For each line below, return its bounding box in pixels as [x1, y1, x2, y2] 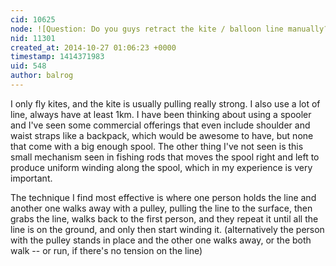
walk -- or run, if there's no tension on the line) [10, 244, 203, 256]
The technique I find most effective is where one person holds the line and [10, 191, 317, 203]
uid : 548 [10, 61, 47, 71]
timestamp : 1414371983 [10, 52, 105, 62]
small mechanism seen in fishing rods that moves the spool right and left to [10, 151, 320, 163]
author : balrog [10, 71, 74, 81]
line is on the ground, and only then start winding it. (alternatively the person [10, 223, 325, 235]
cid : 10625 [10, 14, 56, 25]
